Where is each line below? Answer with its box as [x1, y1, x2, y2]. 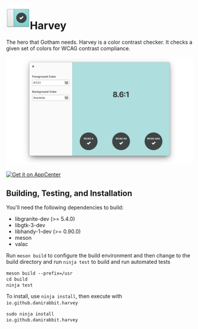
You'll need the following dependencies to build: [6, 204, 124, 211]
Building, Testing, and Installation [6, 188, 132, 198]
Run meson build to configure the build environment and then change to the [6, 252, 191, 259]
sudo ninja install [6, 311, 55, 317]
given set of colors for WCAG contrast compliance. [6, 44, 130, 51]
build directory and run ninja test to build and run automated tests [6, 259, 171, 266]
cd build [6, 276, 28, 282]
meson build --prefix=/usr [6, 270, 73, 276]
